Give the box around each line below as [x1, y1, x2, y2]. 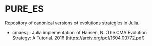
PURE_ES [5, 3, 44, 15]
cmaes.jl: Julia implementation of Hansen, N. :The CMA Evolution [12, 29, 147, 35]
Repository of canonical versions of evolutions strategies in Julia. [5, 20, 140, 26]
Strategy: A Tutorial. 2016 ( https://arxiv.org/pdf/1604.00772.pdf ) [12, 35, 145, 41]
